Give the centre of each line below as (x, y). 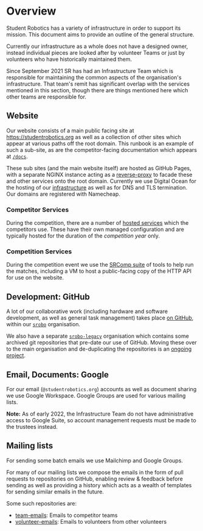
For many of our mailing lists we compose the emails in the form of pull (95, 472)
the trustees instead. (32, 427)
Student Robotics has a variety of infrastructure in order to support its (94, 28)
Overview (31, 11)
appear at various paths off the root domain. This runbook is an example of (100, 143)
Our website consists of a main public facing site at (71, 130)
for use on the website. (35, 278)
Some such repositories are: (42, 503)
